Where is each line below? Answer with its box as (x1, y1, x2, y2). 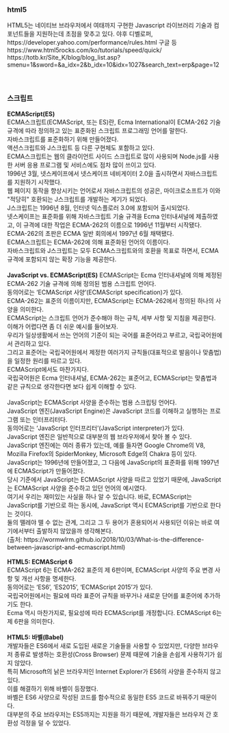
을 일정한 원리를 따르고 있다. (7, 357, 82, 365)
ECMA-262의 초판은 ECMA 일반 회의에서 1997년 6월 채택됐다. (7, 229, 174, 237)
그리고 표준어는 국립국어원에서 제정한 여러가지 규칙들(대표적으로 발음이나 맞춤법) (7, 348, 222, 356)
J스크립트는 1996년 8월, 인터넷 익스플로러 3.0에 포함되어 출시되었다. (7, 204, 190, 212)
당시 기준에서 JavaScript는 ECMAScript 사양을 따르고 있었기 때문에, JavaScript (7, 475, 221, 483)
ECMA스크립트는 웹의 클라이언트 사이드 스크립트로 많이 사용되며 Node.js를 (7, 152, 207, 160)
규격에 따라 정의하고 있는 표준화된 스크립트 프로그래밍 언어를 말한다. (7, 126, 188, 134)
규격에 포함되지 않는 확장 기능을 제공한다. (7, 255, 117, 263)
